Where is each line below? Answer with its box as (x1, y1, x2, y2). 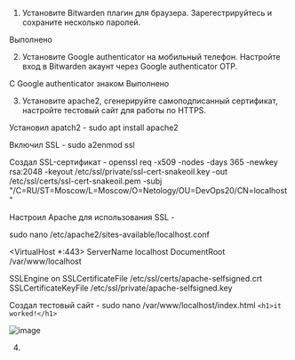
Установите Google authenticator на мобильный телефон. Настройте (21, 52, 281, 61)
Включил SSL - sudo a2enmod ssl (9, 140, 135, 150)
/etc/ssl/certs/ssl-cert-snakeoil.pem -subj (9, 176, 163, 186)
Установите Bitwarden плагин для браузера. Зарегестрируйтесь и (21, 8, 273, 18)
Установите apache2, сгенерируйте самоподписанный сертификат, (21, 95, 278, 106)
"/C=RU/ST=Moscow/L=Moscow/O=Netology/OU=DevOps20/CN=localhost (9, 185, 287, 195)
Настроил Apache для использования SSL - (9, 212, 175, 222)
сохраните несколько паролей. (21, 17, 141, 28)
